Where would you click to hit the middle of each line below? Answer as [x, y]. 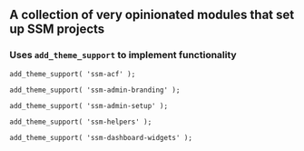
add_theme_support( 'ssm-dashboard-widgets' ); [101, 137]
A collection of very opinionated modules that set [152, 15]
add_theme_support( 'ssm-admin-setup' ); [89, 106]
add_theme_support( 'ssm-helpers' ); [81, 122]
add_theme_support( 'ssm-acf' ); [73, 74]
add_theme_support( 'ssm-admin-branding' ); [95, 90]
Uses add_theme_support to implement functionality [123, 55]
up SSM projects [57, 30]
